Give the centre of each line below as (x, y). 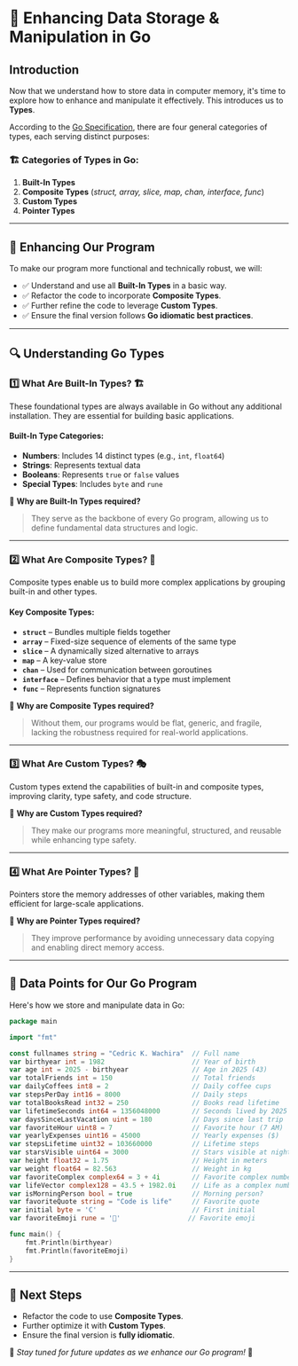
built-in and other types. (53, 592)
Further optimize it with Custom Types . (94, 1326)
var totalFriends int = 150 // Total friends (132, 1078)
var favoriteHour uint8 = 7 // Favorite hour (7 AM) (146, 1127)
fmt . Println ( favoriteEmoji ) (77, 1251)
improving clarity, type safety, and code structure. (101, 796)
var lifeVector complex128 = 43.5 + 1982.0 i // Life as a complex (141, 1185)
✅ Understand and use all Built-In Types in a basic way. (125, 286)
